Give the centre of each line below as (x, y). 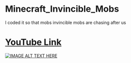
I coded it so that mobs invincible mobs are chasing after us (66, 22)
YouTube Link (33, 42)
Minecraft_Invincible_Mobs (62, 9)
